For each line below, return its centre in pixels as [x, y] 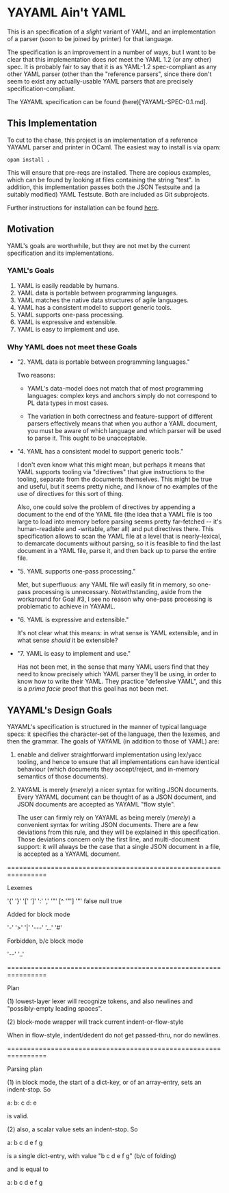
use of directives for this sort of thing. [70, 494]
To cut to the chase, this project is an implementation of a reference [103, 140]
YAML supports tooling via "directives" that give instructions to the [111, 472]
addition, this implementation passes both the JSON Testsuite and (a [104, 187]
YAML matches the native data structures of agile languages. [103, 300]
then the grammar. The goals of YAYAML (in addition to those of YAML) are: [113, 741]
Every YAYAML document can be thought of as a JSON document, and [117, 797]
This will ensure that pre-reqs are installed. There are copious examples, [109, 172]
